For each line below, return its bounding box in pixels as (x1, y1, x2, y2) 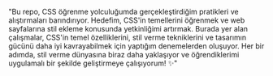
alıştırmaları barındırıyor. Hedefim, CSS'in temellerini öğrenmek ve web (8, 15, 245, 25)
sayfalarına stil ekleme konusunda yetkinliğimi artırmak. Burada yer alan (8, 24, 249, 33)
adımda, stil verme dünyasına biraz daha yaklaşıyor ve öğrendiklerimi (8, 50, 240, 59)
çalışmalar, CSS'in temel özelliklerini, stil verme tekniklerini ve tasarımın (8, 32, 247, 42)
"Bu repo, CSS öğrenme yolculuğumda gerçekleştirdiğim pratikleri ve (8, 7, 239, 16)
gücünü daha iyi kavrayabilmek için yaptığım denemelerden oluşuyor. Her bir (8, 41, 265, 51)
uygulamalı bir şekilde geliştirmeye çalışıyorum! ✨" (8, 58, 178, 68)
